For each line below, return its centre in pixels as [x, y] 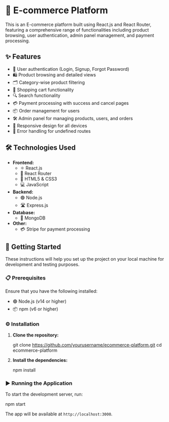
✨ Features [23, 57]
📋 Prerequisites [25, 278]
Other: [20, 223]
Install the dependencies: [40, 360]
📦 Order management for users [46, 110]
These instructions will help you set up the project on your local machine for [84, 259]
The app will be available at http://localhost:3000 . [59, 414]
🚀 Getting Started [33, 247]
